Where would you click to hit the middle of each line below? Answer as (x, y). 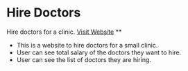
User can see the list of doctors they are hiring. (84, 59)
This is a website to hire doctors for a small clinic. (87, 45)
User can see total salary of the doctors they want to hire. (99, 52)
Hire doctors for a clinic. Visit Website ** (64, 32)
